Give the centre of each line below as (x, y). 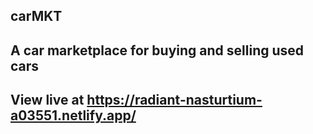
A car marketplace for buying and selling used (157, 50)
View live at (47, 100)
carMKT (36, 16)
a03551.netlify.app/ (73, 115)
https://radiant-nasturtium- (174, 100)
